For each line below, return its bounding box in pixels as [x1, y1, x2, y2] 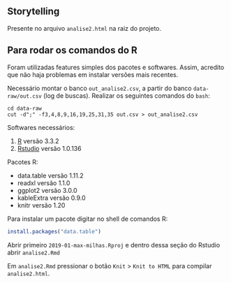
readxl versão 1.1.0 [17, 178, 70, 187]
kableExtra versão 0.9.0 [17, 194, 86, 202]
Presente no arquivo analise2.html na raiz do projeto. [7, 24, 162, 32]
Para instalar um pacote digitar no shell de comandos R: [7, 215, 168, 223]
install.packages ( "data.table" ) [7, 228, 101, 235]
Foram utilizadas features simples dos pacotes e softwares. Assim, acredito [7, 63, 225, 71]
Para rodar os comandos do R [7, 45, 137, 57]
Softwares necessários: [7, 123, 75, 131]
